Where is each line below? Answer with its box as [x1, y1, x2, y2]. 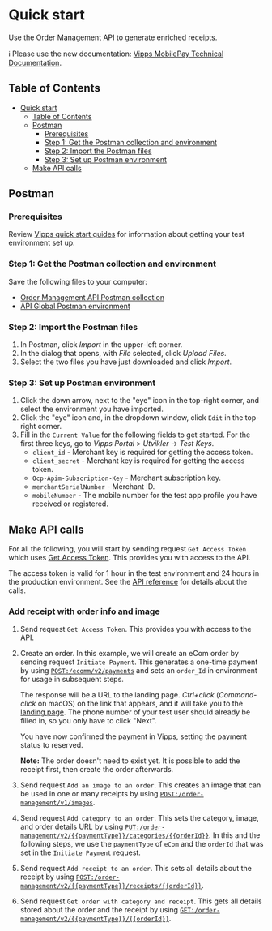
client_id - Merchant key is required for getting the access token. [32, 448, 253, 457]
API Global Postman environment [19, 301, 131, 311]
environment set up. [8, 238, 75, 248]
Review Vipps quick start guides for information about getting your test [8, 230, 245, 239]
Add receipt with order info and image [8, 606, 160, 617]
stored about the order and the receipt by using [19, 905, 179, 915]
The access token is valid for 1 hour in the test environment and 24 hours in [8, 568, 260, 578]
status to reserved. [19, 740, 83, 750]
